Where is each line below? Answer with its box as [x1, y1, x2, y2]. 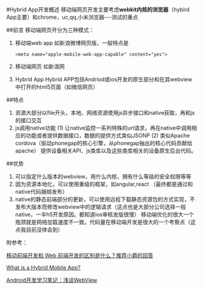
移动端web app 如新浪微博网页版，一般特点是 [15, 39, 129, 46]
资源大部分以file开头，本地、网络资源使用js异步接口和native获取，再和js [15, 109, 195, 116]
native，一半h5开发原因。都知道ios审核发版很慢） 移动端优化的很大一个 [15, 211, 195, 218]
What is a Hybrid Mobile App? [6, 264, 81, 271]
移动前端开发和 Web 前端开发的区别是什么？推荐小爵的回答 [6, 252, 153, 259]
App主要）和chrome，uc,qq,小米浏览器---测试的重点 [6, 13, 138, 21]
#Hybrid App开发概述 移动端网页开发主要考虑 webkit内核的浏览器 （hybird [6, 6, 190, 13]
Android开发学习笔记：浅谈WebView [6, 276, 98, 284]
